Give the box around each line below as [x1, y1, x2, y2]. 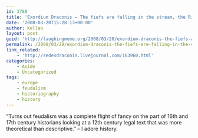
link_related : [6, 47, 41, 53]
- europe [16, 80, 38, 86]
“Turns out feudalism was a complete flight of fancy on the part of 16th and [6, 113, 189, 120]
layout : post [6, 31, 38, 37]
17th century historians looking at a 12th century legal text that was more [6, 119, 182, 126]
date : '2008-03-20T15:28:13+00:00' [6, 19, 94, 25]
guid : [6, 36, 19, 42]
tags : [6, 74, 19, 80]
